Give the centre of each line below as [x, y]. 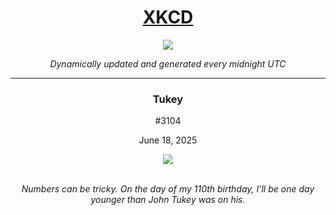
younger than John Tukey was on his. [168, 200]
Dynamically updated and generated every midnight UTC [168, 63]
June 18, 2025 [168, 140]
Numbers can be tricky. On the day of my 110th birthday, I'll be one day [168, 189]
